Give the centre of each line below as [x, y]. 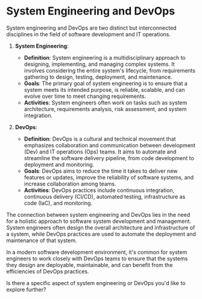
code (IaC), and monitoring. [58, 203]
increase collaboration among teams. [70, 184]
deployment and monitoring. [59, 164]
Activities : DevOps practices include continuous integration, [99, 190]
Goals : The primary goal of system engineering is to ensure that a [106, 83]
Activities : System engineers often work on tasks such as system [106, 102]
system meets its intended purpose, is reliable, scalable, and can [104, 89]
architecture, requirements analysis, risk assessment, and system [105, 109]
